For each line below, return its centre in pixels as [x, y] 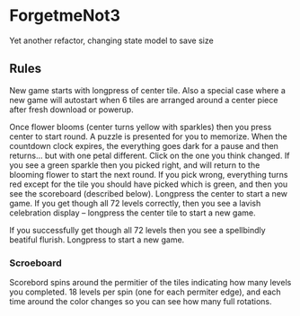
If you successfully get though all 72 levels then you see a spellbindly [138, 230]
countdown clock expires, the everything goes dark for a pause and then [144, 145]
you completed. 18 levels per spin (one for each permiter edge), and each [145, 292]
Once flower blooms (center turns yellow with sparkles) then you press [141, 127]
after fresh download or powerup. [71, 110]
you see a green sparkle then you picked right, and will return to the [135, 165]
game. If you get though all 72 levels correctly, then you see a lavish [135, 203]
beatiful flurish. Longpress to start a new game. [97, 240]
